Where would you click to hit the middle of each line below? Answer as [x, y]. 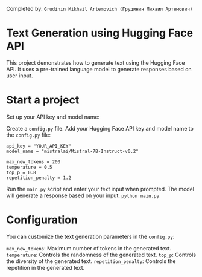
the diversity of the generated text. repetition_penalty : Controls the [91, 261]
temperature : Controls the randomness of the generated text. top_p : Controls [101, 255]
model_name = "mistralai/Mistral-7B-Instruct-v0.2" [72, 151]
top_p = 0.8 [21, 172]
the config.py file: [29, 135]
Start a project [43, 100]
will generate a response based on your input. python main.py [83, 195]
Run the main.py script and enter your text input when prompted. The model [100, 189]
